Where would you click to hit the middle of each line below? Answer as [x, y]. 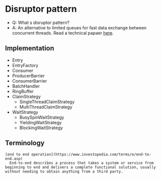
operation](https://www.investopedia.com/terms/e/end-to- [91, 154]
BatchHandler [26, 86]
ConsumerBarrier [30, 81]
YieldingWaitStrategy [40, 122]
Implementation [30, 48]
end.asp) [14, 158]
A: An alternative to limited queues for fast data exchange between [79, 27]
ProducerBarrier [28, 76]
